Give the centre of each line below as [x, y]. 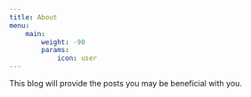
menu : [19, 26]
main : [36, 34]
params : [55, 50]
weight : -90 [64, 42]
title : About [33, 17]
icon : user [77, 58]
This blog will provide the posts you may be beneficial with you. [126, 83]
